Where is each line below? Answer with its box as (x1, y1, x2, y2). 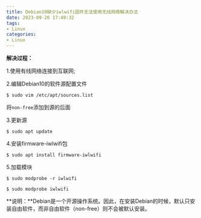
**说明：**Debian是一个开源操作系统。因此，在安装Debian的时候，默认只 (6, 197, 190, 205)
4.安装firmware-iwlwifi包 (6, 140, 68, 147)
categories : (6, 31, 36, 38)
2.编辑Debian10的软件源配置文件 (6, 80, 87, 87)
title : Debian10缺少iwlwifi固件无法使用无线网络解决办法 (6, 8, 138, 15)
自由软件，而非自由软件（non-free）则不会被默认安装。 (11, 205, 150, 212)
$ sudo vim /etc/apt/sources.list (6, 92, 94, 98)
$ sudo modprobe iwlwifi (6, 186, 69, 192)
